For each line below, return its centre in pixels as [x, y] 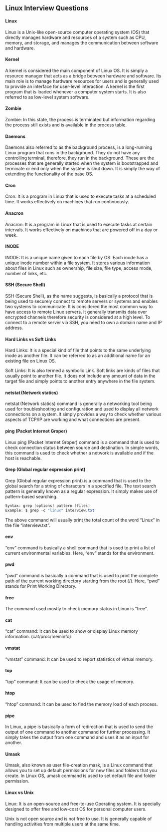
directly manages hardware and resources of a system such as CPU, [76, 37]
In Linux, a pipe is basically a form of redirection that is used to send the [79, 727]
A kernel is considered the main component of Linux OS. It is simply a [77, 70]
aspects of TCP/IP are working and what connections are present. [73, 419]
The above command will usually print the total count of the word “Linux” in [83, 520]
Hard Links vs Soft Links [31, 339]
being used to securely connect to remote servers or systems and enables [82, 301]
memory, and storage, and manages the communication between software [82, 42]
